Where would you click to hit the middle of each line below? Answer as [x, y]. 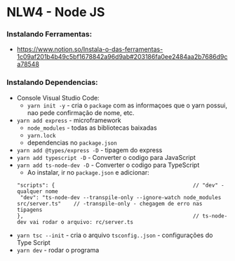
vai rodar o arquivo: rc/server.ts [82, 222]
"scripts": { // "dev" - [121, 185]
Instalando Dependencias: [53, 83]
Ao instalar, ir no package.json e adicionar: [88, 172]
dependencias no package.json [72, 142]
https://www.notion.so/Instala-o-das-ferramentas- [90, 49]
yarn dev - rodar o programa [58, 250]
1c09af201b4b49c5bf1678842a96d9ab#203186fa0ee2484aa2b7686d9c [122, 57]
